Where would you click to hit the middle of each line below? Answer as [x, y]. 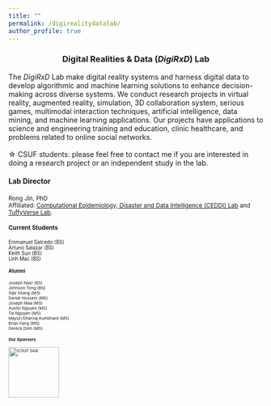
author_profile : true [45, 31]
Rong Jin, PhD [28, 198]
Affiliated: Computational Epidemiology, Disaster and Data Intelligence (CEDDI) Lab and [129, 205]
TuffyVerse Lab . [30, 212]
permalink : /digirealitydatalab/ [65, 23]
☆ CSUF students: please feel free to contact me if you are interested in [129, 154]
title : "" [25, 16]
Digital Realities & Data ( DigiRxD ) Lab [136, 59]
